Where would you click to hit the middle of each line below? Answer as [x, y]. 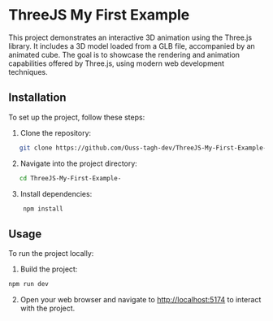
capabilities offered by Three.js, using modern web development [117, 63]
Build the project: [49, 269]
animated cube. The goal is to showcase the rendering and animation [124, 54]
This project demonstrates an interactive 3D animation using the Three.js [130, 37]
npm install [43, 209]
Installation [37, 98]
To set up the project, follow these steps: [77, 117]
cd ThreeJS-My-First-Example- [70, 178]
